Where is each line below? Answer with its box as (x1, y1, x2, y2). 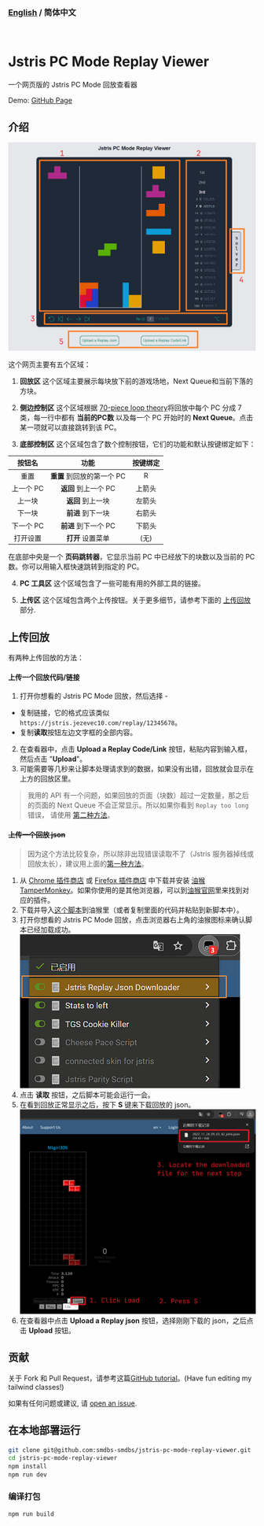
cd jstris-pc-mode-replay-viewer (8, 1454, 118, 1462)
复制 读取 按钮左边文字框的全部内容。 (19, 728, 137, 737)
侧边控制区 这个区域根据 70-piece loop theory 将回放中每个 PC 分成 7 (19, 403, 242, 412)
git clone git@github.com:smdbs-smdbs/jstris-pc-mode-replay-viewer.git (8, 1446, 251, 1454)
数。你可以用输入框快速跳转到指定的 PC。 (8, 562, 144, 571)
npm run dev (8, 1471, 47, 1479)
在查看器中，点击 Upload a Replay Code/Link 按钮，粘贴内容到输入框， (19, 745, 251, 754)
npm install (8, 1462, 47, 1471)
